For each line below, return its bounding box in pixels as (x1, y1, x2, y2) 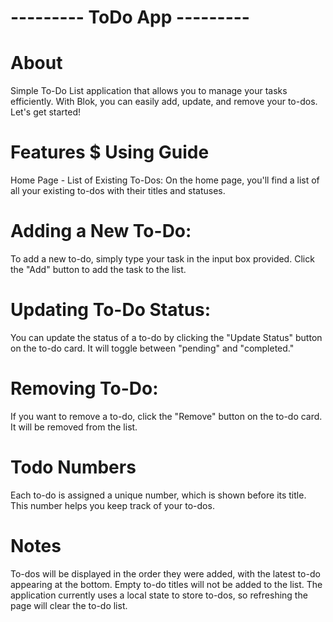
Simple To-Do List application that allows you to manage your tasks (10, 85, 288, 97)
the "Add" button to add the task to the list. (10, 264, 187, 275)
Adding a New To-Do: (10, 220, 192, 243)
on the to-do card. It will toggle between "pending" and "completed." (10, 342, 295, 354)
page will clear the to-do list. (10, 599, 128, 611)
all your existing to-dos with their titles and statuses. (10, 185, 226, 197)
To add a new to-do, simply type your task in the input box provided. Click (10, 253, 315, 265)
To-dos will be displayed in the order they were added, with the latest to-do (10, 567, 321, 580)
